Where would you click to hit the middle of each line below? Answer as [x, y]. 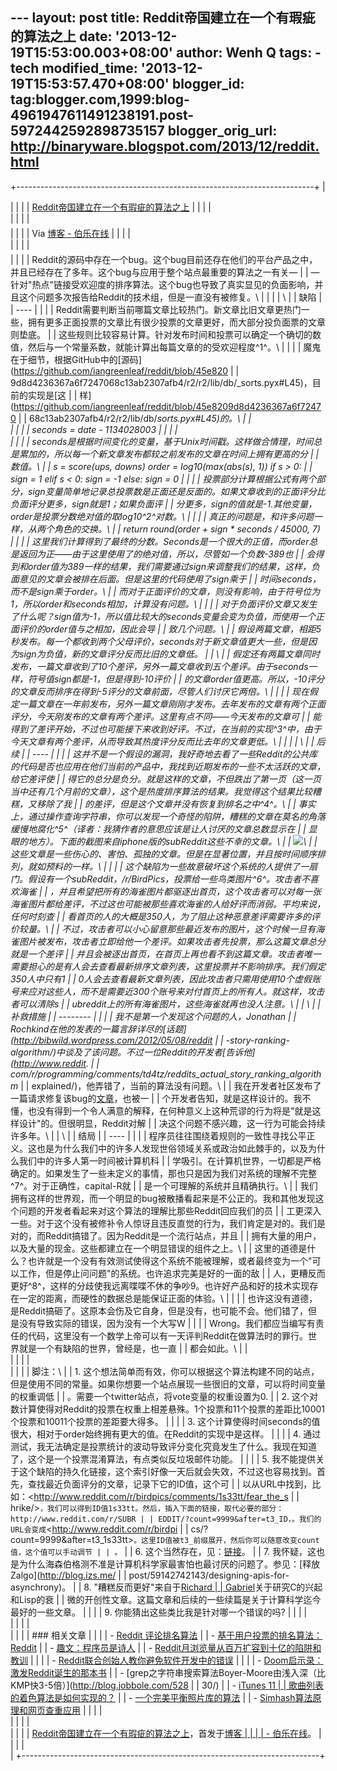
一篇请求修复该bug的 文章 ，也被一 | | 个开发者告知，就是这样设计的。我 [156, 1098]
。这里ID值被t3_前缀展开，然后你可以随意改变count [226, 1540]
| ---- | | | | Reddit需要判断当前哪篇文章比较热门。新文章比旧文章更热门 [156, 309]
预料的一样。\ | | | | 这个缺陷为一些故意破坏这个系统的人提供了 [172, 866]
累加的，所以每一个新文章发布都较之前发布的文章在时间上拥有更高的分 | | [169, 454]
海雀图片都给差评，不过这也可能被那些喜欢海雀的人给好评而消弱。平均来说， [168, 904]
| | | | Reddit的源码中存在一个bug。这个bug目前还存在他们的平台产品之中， [164, 259]
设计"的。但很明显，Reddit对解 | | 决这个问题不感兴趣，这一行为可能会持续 [172, 1123]
